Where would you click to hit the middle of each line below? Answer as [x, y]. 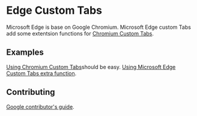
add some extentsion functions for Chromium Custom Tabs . [80, 33]
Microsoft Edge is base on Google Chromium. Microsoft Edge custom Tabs [98, 27]
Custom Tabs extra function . [41, 73]
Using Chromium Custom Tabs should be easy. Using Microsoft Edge [91, 67]
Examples [25, 53]
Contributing [31, 92]
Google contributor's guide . [40, 106]
